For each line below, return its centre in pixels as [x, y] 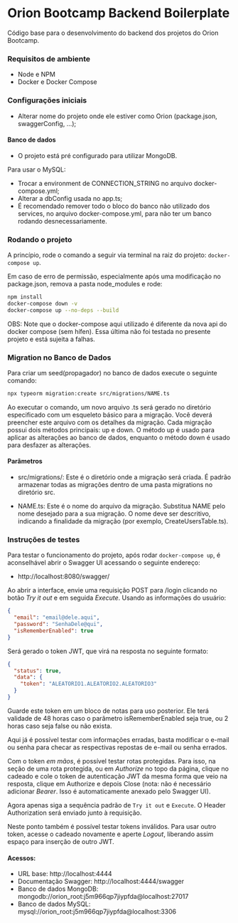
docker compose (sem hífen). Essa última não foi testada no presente [109, 331]
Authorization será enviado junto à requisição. [75, 813]
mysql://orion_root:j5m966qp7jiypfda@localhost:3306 [97, 912]
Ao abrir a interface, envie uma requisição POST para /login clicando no [113, 590]
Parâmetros [25, 461]
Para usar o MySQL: [37, 170]
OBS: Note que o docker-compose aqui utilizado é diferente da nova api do [117, 324]
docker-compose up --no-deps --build [63, 310]
